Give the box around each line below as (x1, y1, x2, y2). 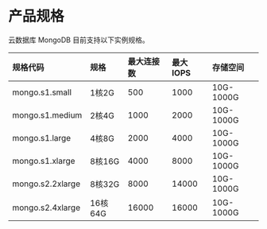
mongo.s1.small (12, 87, 72, 98)
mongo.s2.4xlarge (12, 202, 81, 213)
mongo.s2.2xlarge (12, 178, 81, 189)
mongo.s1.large (12, 132, 72, 143)
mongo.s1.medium (12, 109, 83, 120)
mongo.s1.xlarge (12, 155, 75, 166)
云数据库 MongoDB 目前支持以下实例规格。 (8, 35, 149, 45)
